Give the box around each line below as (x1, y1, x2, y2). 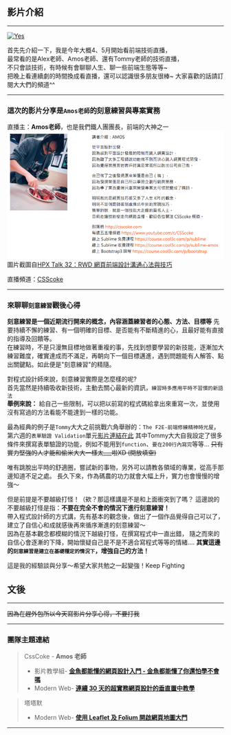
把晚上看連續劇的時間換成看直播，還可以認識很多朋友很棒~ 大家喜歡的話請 (7, 72, 218, 80)
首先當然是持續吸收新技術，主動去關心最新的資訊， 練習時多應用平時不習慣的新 (7, 384, 219, 392)
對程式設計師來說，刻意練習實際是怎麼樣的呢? (7, 375, 137, 384)
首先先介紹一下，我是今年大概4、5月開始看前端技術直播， (7, 45, 172, 54)
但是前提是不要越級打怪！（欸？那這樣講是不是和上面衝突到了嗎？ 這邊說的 (7, 495, 220, 504)
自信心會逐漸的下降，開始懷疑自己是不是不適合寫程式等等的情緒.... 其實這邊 (7, 538, 221, 546)
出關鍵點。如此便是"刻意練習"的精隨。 (7, 360, 115, 369)
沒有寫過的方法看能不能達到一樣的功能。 (7, 408, 122, 417)
